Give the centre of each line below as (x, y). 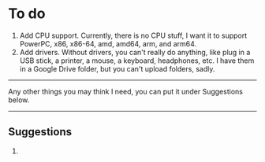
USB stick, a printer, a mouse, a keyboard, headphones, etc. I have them (137, 61)
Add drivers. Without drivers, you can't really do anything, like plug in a (135, 52)
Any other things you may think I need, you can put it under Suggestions (125, 91)
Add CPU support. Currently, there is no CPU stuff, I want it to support (133, 35)
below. (19, 100)
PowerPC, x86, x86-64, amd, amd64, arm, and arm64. (108, 43)
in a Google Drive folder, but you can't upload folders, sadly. (117, 68)
